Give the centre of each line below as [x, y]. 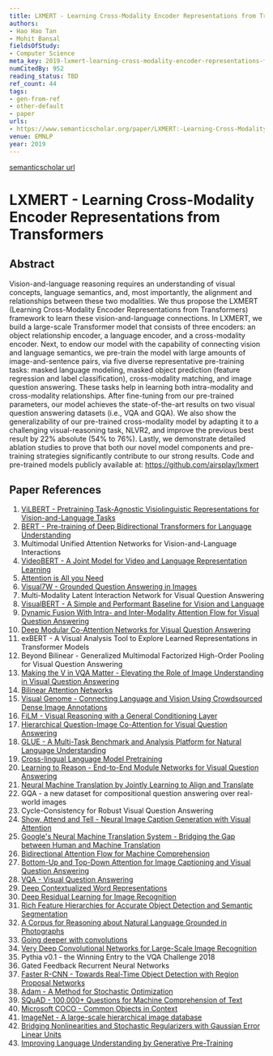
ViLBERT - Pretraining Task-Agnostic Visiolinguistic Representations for [140, 509]
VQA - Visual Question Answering [77, 879]
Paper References [55, 490]
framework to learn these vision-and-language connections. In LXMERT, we [136, 318]
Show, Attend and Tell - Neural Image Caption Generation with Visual [136, 819]
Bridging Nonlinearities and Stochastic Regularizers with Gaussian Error [140, 1026]
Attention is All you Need [62, 578]
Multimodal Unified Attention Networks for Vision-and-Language [129, 544]
